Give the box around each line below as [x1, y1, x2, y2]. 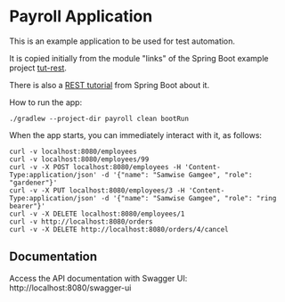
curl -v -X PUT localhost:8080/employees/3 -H [9, 185, 185, 195]
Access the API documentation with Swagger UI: [9, 273, 188, 283]
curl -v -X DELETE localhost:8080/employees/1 [9, 209, 185, 218]
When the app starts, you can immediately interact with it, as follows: [9, 129, 263, 140]
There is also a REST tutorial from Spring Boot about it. [9, 79, 210, 90]
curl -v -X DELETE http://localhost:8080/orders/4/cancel [9, 224, 229, 233]
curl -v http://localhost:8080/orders [9, 216, 153, 226]
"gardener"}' [9, 178, 58, 187]
